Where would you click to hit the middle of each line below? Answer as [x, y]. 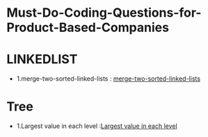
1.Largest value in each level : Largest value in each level [97, 126]
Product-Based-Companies [88, 27]
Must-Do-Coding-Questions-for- [104, 13]
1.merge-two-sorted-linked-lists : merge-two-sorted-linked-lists [109, 79]
